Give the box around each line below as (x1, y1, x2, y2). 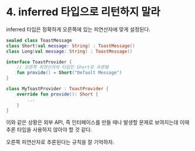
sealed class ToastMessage (6, 37, 72, 43)
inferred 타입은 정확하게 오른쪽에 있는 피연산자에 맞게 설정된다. (6, 26, 151, 33)
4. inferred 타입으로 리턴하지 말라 (6, 5, 160, 19)
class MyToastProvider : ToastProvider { (6, 86, 109, 92)
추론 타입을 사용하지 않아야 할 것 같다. (6, 126, 92, 133)
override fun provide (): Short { (16, 91, 99, 97)
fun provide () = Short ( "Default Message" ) (16, 70, 122, 76)
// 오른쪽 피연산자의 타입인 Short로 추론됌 (16, 64, 109, 70)
